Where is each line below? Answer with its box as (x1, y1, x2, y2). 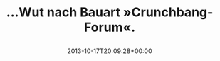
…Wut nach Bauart (6, 4, 120, 21)
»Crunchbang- (122, 4, 214, 21)
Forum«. (83, 19, 136, 35)
